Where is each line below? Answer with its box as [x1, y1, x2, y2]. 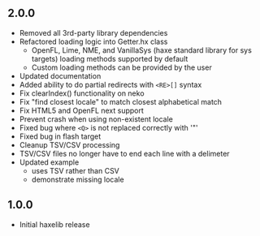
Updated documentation [19, 71, 102, 80]
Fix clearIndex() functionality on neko [19, 88, 145, 98]
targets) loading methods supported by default [31, 54, 188, 63]
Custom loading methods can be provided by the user [31, 62, 212, 72]
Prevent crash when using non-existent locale [19, 114, 174, 124]
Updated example [19, 157, 80, 167]
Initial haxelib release [19, 219, 90, 230]
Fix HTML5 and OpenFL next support [19, 105, 144, 115]
